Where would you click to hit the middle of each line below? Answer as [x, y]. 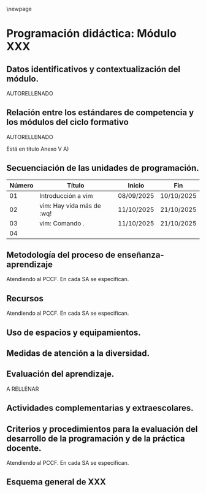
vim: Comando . [62, 223]
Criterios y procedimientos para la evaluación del [102, 429]
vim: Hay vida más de [70, 206]
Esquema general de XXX [56, 482]
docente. [24, 448]
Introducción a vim [66, 195]
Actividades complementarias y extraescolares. [100, 408]
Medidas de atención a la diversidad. [78, 354]
